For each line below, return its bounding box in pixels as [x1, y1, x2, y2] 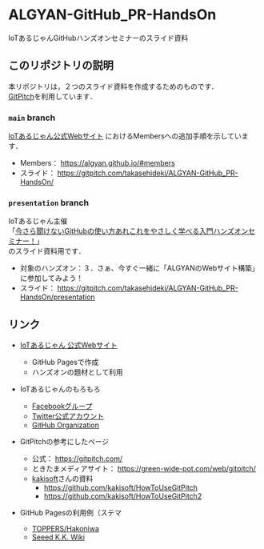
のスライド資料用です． [8, 246, 86, 256]
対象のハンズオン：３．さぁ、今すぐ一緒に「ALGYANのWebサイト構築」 [19, 263, 260, 273]
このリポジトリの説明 [8, 58, 114, 73]
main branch [8, 112, 56, 123]
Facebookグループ [31, 402, 93, 411]
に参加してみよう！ [19, 274, 84, 283]
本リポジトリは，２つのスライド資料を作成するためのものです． [8, 82, 218, 91]
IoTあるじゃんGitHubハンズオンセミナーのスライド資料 [8, 33, 189, 42]
